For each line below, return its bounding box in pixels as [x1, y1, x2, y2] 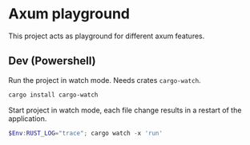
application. [8, 113, 47, 123]
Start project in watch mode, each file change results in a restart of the [8, 105, 242, 115]
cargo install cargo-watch [8, 91, 99, 99]
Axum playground [8, 5, 131, 23]
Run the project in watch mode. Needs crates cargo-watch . [8, 75, 202, 84]
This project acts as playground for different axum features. [8, 31, 205, 41]
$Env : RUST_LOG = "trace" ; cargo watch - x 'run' [8, 129, 163, 137]
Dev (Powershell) [8, 54, 96, 68]
